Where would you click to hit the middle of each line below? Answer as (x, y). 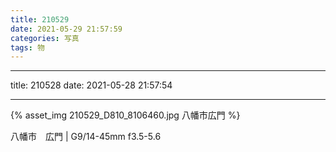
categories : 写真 (45, 38)
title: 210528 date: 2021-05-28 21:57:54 (91, 85)
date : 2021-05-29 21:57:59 (66, 29)
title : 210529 (40, 19)
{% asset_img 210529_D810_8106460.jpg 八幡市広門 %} (125, 115)
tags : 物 (27, 47)
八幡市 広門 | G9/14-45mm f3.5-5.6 (86, 137)
